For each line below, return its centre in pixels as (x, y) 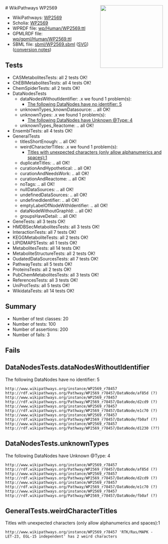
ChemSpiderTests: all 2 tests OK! (46, 88)
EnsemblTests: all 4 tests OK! (42, 130)
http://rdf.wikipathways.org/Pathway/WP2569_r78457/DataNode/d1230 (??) (82, 428)
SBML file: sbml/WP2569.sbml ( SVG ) (50, 44)
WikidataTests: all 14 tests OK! (43, 291)
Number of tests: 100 (34, 324)
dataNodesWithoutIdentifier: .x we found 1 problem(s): (75, 99)
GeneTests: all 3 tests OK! (39, 221)
